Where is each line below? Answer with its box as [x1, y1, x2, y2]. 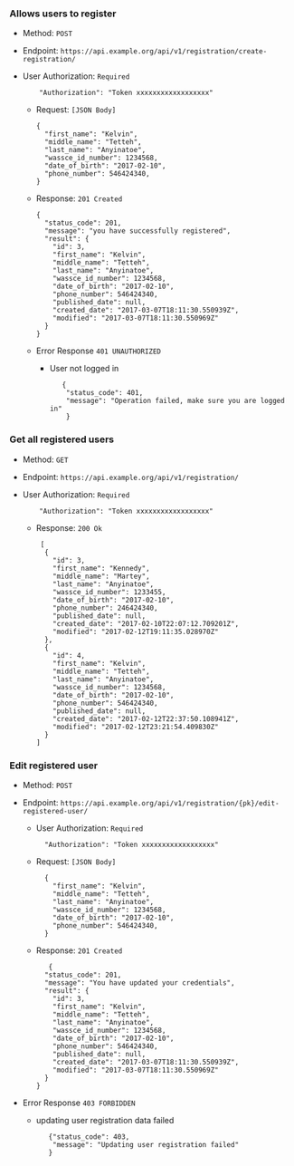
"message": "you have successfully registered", [43, 226, 232, 236]
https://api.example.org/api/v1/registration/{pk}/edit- [60, 798, 280, 808]
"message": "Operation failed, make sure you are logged [66, 397, 285, 406]
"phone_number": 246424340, [52, 603, 158, 612]
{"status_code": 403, [48, 1132, 130, 1142]
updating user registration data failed [35, 1114, 175, 1125]
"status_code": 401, [66, 389, 144, 398]
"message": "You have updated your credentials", [43, 978, 235, 988]
